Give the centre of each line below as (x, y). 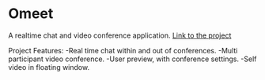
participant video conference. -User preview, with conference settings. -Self (132, 59)
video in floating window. (49, 67)
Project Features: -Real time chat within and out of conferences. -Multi (123, 50)
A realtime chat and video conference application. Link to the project (120, 35)
